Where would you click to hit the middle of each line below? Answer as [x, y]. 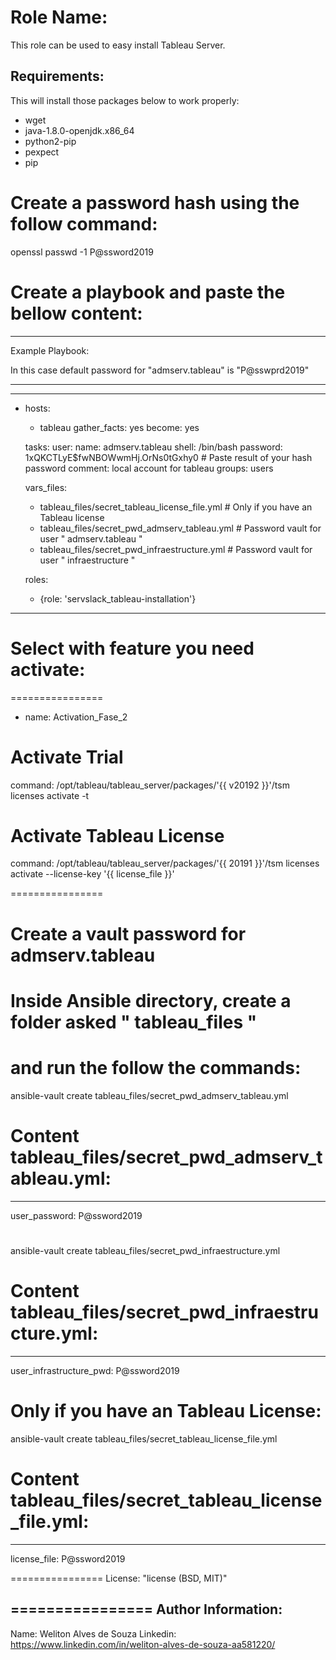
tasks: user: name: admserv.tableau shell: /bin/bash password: [153, 447]
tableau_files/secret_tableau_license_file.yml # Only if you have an [176, 507]
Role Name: [59, 17]
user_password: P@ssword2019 [76, 1215]
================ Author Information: [146, 1609]
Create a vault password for [128, 933]
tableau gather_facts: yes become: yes [119, 427]
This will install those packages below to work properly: [125, 100]
